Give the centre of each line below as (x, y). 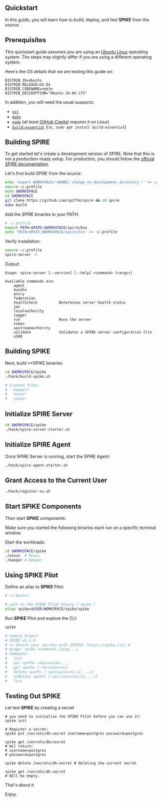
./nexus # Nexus (22, 555)
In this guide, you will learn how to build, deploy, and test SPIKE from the (77, 19)
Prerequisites (26, 40)
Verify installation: (23, 241)
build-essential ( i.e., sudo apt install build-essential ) (69, 127)
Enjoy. (11, 794)
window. (13, 532)
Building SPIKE (28, 351)
